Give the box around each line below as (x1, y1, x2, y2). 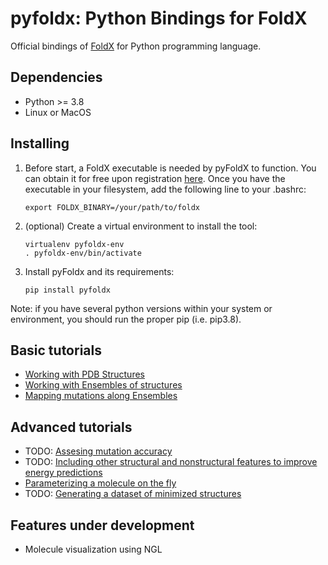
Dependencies (10, 69, 103, 86)
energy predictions (24, 467, 103, 479)
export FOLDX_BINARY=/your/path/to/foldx (24, 202, 200, 212)
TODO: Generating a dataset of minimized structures (24, 488, 242, 500)
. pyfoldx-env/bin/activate (24, 248, 142, 258)
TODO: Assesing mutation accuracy (24, 445, 173, 457)
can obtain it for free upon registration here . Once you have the (24, 172, 286, 184)
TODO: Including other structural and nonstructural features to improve (24, 456, 318, 468)
